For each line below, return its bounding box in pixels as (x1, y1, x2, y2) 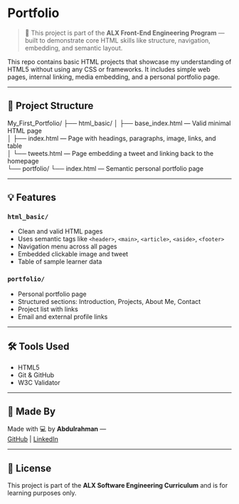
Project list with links (17, 305, 78, 313)
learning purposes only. (7, 489, 77, 498)
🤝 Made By (7, 405, 55, 417)
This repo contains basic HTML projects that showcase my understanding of (7, 57, 232, 65)
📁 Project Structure (7, 100, 94, 112)
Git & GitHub (17, 370, 55, 379)
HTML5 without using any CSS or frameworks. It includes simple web (7, 65, 211, 73)
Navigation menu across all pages (17, 242, 117, 251)
